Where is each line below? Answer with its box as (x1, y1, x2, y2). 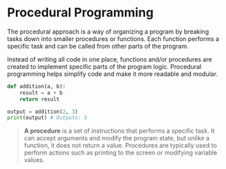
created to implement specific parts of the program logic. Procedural (7, 62, 201, 70)
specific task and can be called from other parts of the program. (7, 42, 189, 50)
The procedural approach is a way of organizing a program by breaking (7, 27, 210, 36)
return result (19, 96, 60, 103)
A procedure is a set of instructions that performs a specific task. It (23, 127, 215, 135)
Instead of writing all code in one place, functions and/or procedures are (7, 55, 212, 63)
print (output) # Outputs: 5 (7, 114, 88, 121)
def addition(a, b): (7, 83, 67, 90)
